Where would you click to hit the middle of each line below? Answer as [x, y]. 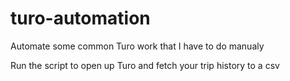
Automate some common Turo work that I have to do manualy [137, 46]
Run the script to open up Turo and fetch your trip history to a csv [145, 65]
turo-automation [80, 18]
